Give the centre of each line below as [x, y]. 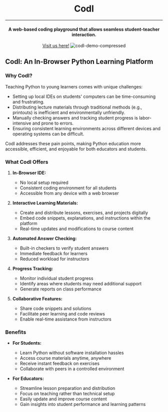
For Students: [27, 343]
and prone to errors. [53, 123]
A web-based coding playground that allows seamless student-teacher [84, 29]
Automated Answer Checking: [44, 239]
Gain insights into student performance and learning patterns [83, 404]
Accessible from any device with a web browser [69, 193]
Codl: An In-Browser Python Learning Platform [79, 62]
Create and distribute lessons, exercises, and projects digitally [84, 213]
